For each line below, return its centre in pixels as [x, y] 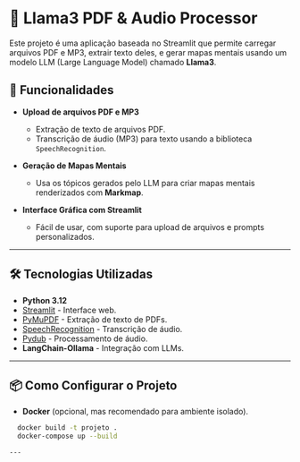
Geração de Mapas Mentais [74, 166]
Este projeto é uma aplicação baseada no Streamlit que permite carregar [143, 43]
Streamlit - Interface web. [69, 310]
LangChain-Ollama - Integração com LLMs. [103, 347]
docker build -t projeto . [67, 428]
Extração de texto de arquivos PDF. [100, 129]
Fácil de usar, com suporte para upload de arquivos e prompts [150, 227]
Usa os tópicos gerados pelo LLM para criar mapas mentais [146, 183]
